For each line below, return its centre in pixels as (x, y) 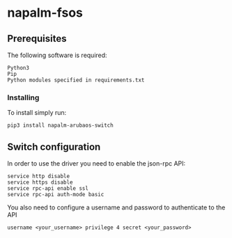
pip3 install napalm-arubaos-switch (60, 126)
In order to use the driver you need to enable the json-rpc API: (96, 164)
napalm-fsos (45, 13)
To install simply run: (37, 113)
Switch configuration (54, 146)
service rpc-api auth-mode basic (56, 195)
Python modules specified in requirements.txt (76, 80)
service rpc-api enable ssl (48, 189)
